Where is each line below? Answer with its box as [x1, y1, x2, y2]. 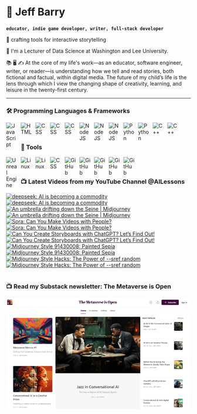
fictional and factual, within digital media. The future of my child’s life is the [6, 73, 187, 81]
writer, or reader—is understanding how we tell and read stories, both [6, 67, 174, 74]
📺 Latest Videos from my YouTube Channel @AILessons [21, 177, 185, 185]
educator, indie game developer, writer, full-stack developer [6, 26, 164, 32]
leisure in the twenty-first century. [6, 86, 89, 93]
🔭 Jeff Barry [6, 5, 66, 19]
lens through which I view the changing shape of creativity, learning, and [6, 80, 182, 87]
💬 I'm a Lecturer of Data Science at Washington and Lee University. [6, 47, 169, 55]
